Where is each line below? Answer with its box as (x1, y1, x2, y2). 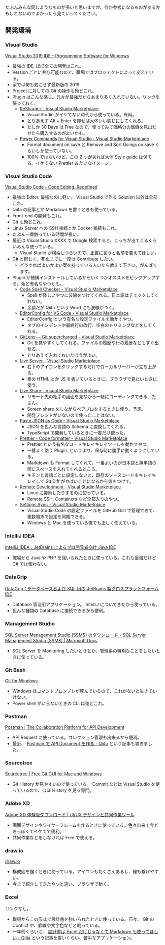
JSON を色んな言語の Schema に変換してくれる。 (27, 424, 128, 429)
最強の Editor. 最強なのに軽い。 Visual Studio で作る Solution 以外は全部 (12, 194, 158, 200)
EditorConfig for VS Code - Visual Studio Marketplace (19, 310, 129, 316)
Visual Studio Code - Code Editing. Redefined (5, 184, 98, 189)
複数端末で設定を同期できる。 (27, 514, 88, 520)
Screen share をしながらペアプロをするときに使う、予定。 (27, 406, 146, 412)
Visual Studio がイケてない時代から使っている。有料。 (27, 111, 137, 117)
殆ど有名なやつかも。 (21, 281, 65, 286)
